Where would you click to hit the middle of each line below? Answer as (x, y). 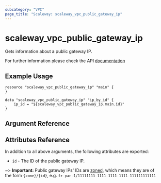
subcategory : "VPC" (25, 9)
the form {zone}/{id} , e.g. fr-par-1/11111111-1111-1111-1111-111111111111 (80, 176)
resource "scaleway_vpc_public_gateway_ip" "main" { (59, 87)
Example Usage (29, 76)
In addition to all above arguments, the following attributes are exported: (77, 151)
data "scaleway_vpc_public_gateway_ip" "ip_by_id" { (59, 100)
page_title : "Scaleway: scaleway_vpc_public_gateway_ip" (64, 14)
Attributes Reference (37, 140)
